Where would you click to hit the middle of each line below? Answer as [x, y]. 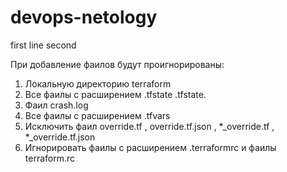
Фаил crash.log [56, 105]
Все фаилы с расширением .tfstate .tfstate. [115, 94]
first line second [43, 45]
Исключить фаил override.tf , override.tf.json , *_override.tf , [149, 126]
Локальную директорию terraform [98, 83]
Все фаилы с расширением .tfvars [97, 115]
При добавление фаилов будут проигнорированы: [117, 64]
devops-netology [84, 17]
